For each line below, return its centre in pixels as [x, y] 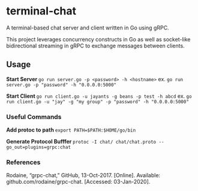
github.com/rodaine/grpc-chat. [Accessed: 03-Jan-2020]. [78, 182]
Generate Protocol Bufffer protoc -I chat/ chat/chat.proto [81, 142]
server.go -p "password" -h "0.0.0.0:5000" [61, 85]
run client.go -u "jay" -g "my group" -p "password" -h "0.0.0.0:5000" [97, 102]
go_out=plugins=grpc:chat [38, 147]
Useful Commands [34, 117]
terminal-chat [41, 11]
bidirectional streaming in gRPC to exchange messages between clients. [95, 46]
